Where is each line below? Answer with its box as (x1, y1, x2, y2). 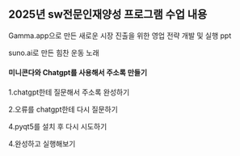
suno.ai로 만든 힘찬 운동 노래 (8, 48, 99, 57)
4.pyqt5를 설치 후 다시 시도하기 (8, 122, 107, 132)
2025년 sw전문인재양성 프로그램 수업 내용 (8, 7, 208, 22)
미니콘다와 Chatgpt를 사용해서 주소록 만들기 (8, 68, 148, 78)
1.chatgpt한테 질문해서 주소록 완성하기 (8, 87, 130, 97)
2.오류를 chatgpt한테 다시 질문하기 (8, 104, 119, 115)
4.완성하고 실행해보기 (8, 139, 76, 149)
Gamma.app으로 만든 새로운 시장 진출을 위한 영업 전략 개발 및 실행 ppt (8, 31, 232, 40)
